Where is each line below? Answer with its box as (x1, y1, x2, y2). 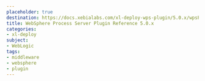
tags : (6, 49, 20, 55)
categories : (6, 26, 37, 32)
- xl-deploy (6, 32, 37, 38)
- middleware (6, 54, 40, 60)
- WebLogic (6, 43, 34, 49)
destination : (6, 15, 40, 21)
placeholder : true (6, 9, 53, 15)
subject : (6, 37, 29, 43)
